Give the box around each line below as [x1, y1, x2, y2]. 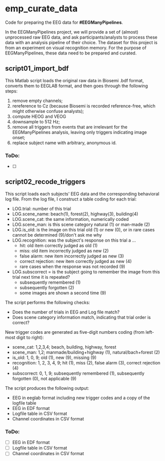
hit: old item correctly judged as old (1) [19, 242, 98, 248]
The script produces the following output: [5, 385, 90, 391]
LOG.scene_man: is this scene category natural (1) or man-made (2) [12, 221, 150, 227]
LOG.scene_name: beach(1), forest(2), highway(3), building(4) [12, 211, 138, 217]
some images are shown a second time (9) [19, 290, 106, 296]
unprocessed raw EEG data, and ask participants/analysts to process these [5, 34, 158, 40]
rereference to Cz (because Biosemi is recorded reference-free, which [12, 102, 156, 109]
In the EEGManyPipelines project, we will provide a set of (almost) [5, 29, 139, 35]
